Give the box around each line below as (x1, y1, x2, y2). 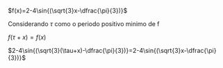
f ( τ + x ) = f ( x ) (8, 33, 47, 41)
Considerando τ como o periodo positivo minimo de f (8, 20, 160, 27)
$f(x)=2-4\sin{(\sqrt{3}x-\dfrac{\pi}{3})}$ (8, 7, 128, 14)
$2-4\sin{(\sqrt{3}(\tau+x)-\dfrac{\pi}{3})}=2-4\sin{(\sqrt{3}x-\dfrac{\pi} (8, 47, 217, 54)
